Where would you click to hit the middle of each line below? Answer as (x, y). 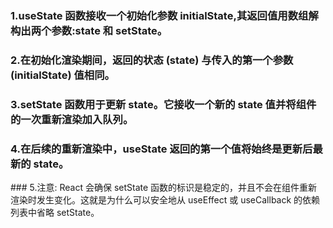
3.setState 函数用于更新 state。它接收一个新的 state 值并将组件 (163, 104)
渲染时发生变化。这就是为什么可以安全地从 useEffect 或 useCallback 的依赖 (165, 200)
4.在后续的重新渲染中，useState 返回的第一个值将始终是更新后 (161, 149)
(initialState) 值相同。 (62, 75)
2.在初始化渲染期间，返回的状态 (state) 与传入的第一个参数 (152, 60)
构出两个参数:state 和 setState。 (89, 30)
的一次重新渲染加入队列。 (72, 119)
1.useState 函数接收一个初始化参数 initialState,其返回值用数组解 (164, 15)
